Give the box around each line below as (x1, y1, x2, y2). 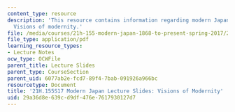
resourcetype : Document (7, 81, 77, 88)
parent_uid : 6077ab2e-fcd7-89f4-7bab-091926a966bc (7, 74, 158, 82)
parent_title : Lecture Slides (7, 62, 96, 69)
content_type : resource (7, 10, 77, 17)
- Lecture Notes (7, 49, 55, 56)
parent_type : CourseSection (7, 68, 90, 75)
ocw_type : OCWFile (7, 56, 61, 63)
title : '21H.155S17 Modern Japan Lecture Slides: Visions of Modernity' (7, 88, 224, 95)
